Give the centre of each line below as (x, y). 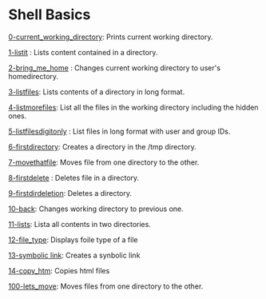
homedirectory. (33, 76)
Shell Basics (50, 15)
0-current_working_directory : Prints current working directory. (111, 37)
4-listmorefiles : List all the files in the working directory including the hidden (133, 107)
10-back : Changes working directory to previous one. (96, 209)
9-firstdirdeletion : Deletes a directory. (70, 193)
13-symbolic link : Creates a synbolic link (74, 255)
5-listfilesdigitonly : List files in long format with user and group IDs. (119, 131)
